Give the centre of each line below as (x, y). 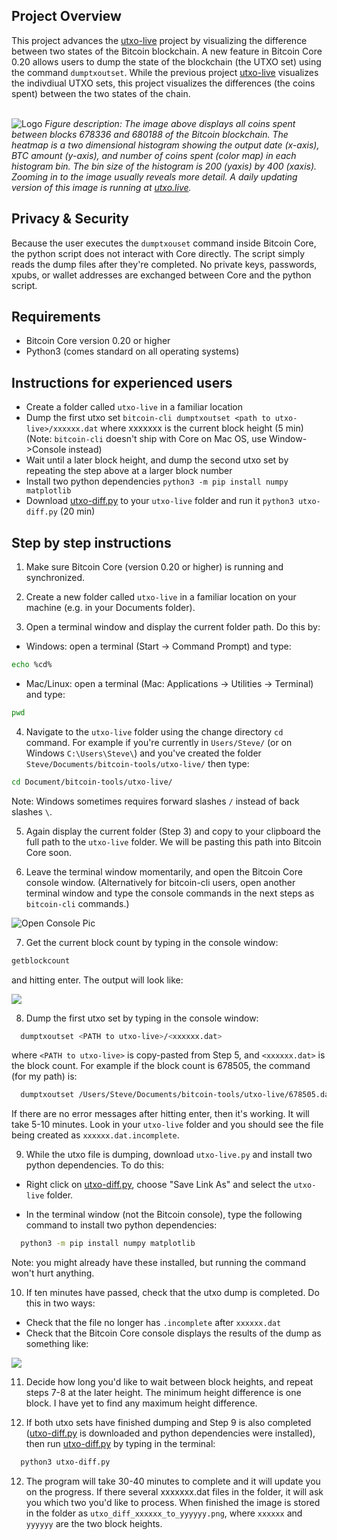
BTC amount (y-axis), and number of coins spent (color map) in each (154, 155)
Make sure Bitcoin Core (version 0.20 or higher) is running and (154, 567)
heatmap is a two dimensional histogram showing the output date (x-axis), (165, 145)
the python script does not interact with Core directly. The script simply (158, 253)
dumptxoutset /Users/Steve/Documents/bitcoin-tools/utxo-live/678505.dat (177, 1095)
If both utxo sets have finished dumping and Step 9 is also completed (168, 1423)
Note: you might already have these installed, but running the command (159, 1263)
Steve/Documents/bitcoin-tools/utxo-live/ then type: (137, 763)
